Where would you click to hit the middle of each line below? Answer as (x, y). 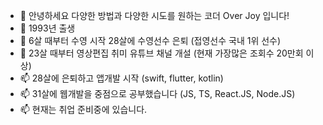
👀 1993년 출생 (47, 28)
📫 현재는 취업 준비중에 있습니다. (83, 109)
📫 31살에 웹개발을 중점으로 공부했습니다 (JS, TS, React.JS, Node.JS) (157, 93)
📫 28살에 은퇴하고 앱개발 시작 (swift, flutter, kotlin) (121, 78)
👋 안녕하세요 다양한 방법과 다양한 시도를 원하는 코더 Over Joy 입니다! (154, 15)
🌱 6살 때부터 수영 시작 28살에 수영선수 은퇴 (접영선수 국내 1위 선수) (150, 40)
